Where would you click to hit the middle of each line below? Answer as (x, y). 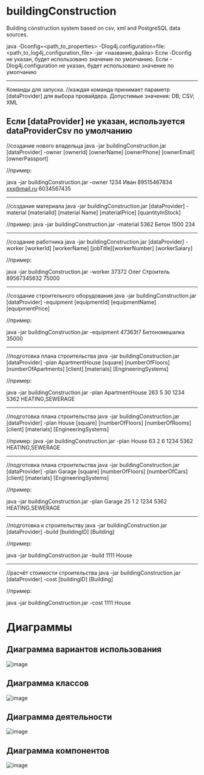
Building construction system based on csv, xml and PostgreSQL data (93, 28)
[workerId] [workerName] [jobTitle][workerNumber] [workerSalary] (109, 248)
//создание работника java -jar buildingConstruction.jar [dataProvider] (95, 242)
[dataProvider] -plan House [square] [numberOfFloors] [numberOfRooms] (99, 423)
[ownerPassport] (27, 159)
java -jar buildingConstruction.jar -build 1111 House (69, 555)
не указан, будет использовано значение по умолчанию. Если (87, 59)
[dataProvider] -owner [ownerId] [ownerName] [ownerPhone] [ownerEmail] (101, 152)
